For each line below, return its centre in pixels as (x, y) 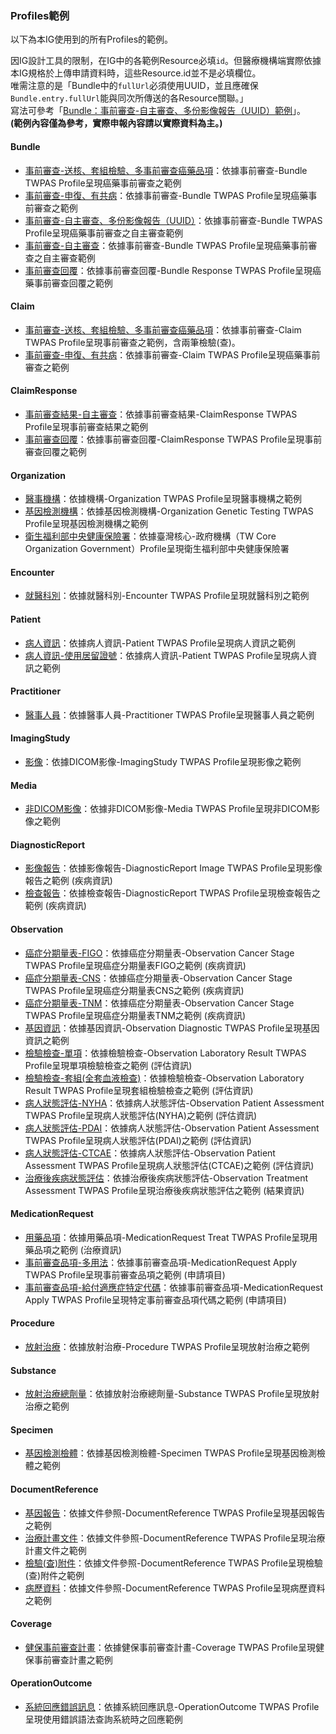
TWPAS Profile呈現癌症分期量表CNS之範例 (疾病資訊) (134, 990)
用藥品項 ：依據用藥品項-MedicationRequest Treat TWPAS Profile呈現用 (171, 1237)
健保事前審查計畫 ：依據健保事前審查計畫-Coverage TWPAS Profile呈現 (170, 1647)
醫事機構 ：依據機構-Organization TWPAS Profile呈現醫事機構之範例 (163, 499)
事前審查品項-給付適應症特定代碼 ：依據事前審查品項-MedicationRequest (174, 1287)
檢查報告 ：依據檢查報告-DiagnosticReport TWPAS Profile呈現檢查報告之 (172, 893)
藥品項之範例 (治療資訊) (73, 1249)
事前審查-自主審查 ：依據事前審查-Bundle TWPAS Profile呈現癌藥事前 (166, 245)
